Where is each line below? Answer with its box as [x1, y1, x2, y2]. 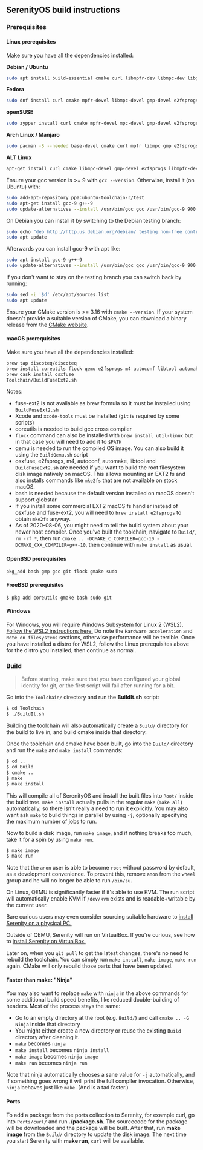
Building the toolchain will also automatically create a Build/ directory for [6, 722, 188, 729]
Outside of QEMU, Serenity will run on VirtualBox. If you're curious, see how [6, 931, 195, 939]
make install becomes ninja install [14, 1046, 109, 1054]
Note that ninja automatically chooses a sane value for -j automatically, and [6, 1071, 195, 1079]
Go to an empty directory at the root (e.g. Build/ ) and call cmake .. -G [14, 1014, 189, 1022]
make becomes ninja [14, 1040, 66, 1047]
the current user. [6, 902, 48, 909]
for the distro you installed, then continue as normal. [6, 647, 137, 654]
